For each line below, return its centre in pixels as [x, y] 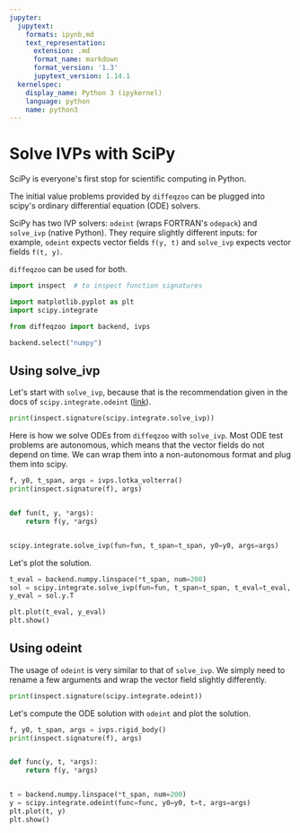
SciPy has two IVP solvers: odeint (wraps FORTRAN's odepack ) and [133, 223]
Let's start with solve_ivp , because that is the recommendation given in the [149, 393]
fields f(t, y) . [36, 252]
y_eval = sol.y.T [42, 596]
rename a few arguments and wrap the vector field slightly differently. [138, 679]
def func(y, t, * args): [54, 762]
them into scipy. [39, 465]
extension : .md [62, 51]
